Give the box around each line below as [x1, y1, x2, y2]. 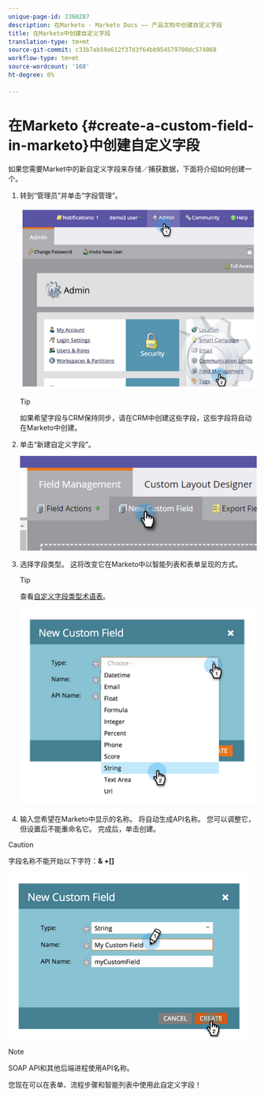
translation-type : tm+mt [8, 38, 90, 46]
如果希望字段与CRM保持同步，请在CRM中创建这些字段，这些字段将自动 [19, 413, 252, 423]
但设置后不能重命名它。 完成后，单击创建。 [19, 824, 160, 834]
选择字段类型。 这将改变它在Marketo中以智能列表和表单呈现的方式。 [19, 560, 243, 569]
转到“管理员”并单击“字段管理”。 [19, 190, 122, 200]
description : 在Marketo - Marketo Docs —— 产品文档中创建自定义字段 [8, 21, 222, 29]
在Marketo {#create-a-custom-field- [8, 117, 255, 134]
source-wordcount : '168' [8, 63, 90, 71]
